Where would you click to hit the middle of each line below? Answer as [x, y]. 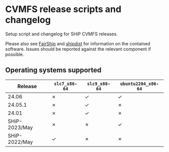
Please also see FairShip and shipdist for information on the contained [78, 43]
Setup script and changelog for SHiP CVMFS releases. [62, 34]
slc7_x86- [65, 84]
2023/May [20, 127]
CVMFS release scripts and [63, 9]
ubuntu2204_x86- [140, 84]
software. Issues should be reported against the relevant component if [78, 49]
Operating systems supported [53, 70]
